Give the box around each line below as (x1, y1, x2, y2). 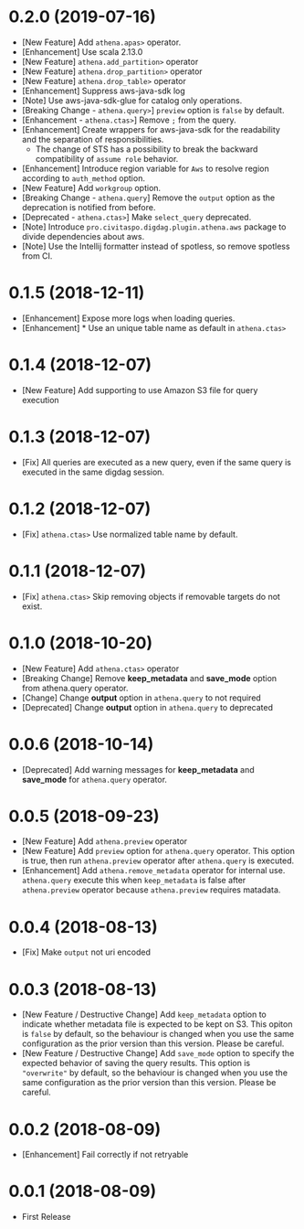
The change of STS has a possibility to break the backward (35, 144, 258, 155)
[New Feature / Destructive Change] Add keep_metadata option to (21, 1009, 267, 1021)
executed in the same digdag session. (21, 466, 165, 477)
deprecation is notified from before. (21, 201, 156, 212)
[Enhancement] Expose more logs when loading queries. (21, 313, 236, 324)
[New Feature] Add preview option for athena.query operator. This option (21, 846, 296, 857)
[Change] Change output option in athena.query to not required (21, 692, 261, 703)
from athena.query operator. (21, 682, 129, 693)
